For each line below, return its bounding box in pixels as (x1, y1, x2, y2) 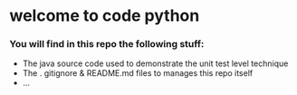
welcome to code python (9, 5, 200, 26)
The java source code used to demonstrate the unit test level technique (22, 58, 289, 69)
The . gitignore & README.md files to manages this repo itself (22, 68, 254, 79)
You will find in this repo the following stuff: (9, 38, 205, 51)
